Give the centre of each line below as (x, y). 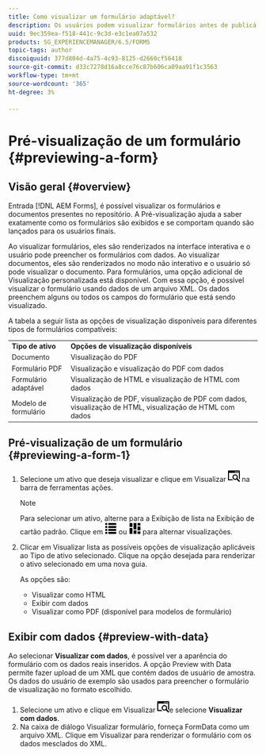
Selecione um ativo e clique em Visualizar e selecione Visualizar (131, 710)
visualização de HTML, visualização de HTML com (152, 407)
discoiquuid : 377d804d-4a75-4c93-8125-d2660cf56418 (95, 59)
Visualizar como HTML (68, 595)
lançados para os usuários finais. (62, 231)
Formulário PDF (37, 368)
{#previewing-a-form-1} (69, 455)
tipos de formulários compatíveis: (63, 329)
